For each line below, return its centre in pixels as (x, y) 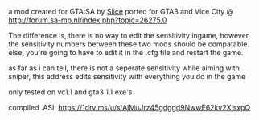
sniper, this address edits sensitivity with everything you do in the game (127, 76)
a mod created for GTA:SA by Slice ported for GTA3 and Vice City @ (121, 12)
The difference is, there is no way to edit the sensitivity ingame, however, (129, 36)
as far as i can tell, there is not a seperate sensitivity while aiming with (124, 68)
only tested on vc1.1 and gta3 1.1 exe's (70, 92)
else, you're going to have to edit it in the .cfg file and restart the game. (126, 52)
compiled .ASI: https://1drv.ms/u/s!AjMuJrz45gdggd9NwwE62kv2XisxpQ (129, 108)
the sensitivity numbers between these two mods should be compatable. (129, 44)
